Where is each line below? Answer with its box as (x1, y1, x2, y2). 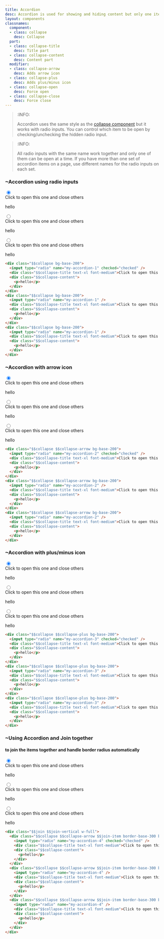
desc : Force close (14, 98, 51, 103)
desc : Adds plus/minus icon (14, 80, 71, 85)
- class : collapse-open (9, 84, 58, 90)
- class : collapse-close (9, 94, 60, 98)
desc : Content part (14, 57, 54, 62)
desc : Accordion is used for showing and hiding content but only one (5, 12, 152, 17)
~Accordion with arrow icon (5, 363, 72, 370)
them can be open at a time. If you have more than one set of (17, 156, 140, 162)
